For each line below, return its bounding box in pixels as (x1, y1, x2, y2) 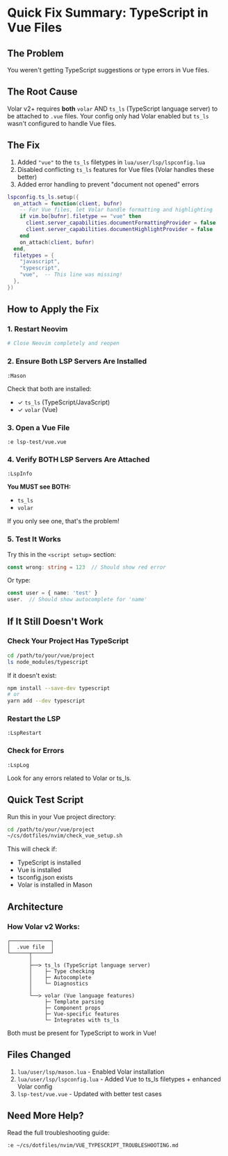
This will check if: (7, 845, 58, 853)
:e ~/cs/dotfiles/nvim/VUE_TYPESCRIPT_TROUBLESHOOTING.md (7, 1141, 179, 1149)
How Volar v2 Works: (7, 921, 80, 931)
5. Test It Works (7, 535, 61, 544)
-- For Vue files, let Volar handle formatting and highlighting (19, 207, 213, 214)
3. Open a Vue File (7, 422, 70, 432)
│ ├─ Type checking (28, 968, 95, 975)
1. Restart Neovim (7, 324, 68, 334)
